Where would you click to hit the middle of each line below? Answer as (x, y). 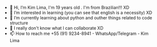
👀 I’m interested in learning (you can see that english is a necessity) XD (81, 13)
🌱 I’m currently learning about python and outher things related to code (81, 18)
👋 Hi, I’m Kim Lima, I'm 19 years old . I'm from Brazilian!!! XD (70, 8)
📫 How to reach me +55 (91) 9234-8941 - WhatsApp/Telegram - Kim (79, 33)
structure (19, 23)
